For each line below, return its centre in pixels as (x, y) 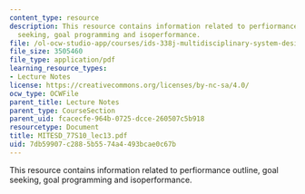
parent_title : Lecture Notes (64, 102)
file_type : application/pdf (63, 60)
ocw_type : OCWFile (44, 93)
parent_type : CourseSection (63, 111)
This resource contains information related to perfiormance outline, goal (144, 170)
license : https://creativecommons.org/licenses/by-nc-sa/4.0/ (129, 85)
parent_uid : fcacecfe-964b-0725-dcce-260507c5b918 (107, 119)
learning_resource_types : (58, 69)
